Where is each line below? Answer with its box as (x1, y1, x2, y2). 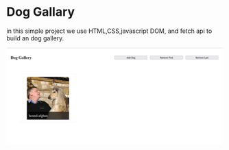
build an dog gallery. (6, 34, 64, 42)
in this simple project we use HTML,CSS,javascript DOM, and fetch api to (6, 27, 213, 35)
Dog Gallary (6, 4, 75, 20)
